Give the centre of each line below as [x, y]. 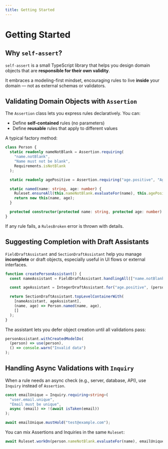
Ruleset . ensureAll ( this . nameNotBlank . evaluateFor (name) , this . [81, 194]
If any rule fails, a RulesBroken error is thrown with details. [64, 226]
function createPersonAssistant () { [43, 274]
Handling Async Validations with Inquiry [69, 368]
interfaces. [16, 264]
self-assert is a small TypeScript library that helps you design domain [78, 65]
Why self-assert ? [34, 53]
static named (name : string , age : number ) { [55, 189]
